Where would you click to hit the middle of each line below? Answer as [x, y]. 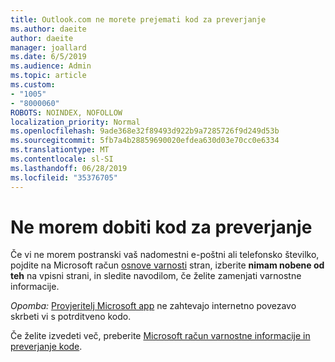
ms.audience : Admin [51, 66]
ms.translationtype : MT [60, 150]
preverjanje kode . [46, 347]
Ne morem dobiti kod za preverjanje [161, 227]
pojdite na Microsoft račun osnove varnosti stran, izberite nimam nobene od [167, 265]
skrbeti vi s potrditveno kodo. [71, 317]
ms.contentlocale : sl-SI [62, 159]
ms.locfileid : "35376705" [64, 177]
